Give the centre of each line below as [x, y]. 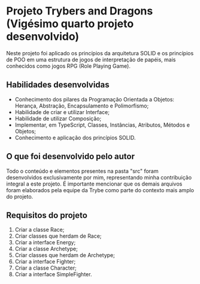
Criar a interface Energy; [45, 243]
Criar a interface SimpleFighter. [53, 274]
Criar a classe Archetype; [46, 249]
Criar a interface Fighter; [45, 262]
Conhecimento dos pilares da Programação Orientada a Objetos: [95, 99]
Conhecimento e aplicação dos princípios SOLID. [75, 137]
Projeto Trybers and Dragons [80, 11]
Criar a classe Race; [40, 230]
